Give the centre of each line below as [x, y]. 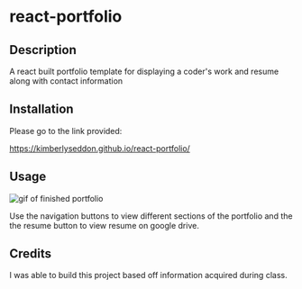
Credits [31, 254]
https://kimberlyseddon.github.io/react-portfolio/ [100, 148]
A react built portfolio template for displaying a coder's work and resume [144, 71]
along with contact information [66, 81]
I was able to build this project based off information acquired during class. [148, 275]
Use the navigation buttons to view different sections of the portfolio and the [151, 216]
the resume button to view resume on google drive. [105, 225]
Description [43, 50]
